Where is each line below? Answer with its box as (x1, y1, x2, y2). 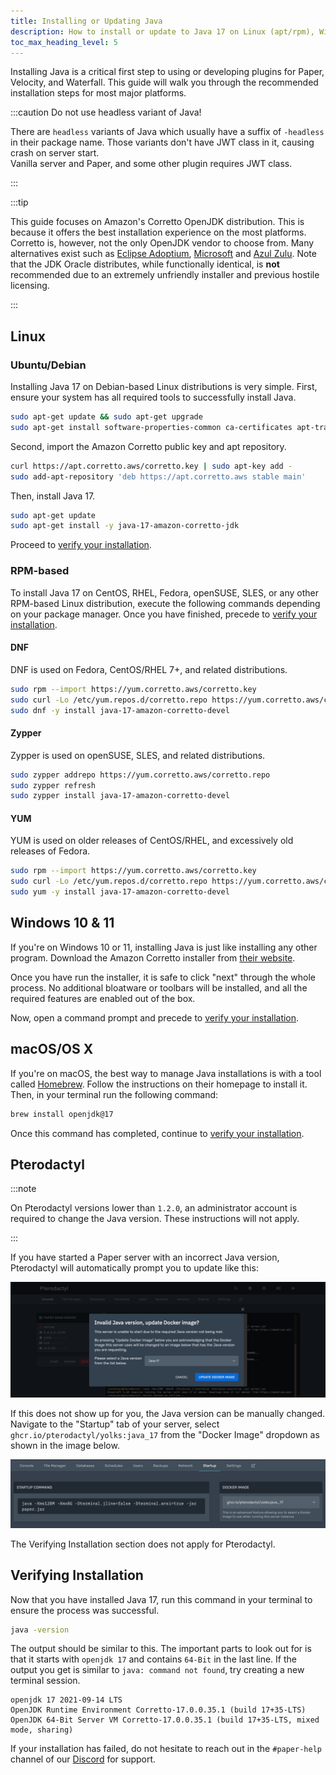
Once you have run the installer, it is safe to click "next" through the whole (10, 971, 317, 983)
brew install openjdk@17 (10, 1109, 114, 1119)
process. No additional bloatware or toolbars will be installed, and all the (10, 981, 308, 994)
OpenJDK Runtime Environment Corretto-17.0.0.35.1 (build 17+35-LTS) (10, 1705, 307, 1715)
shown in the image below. (10, 1440, 120, 1452)
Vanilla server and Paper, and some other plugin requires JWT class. (10, 158, 293, 170)
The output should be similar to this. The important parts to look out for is (10, 1643, 312, 1655)
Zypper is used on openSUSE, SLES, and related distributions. (10, 749, 266, 761)
